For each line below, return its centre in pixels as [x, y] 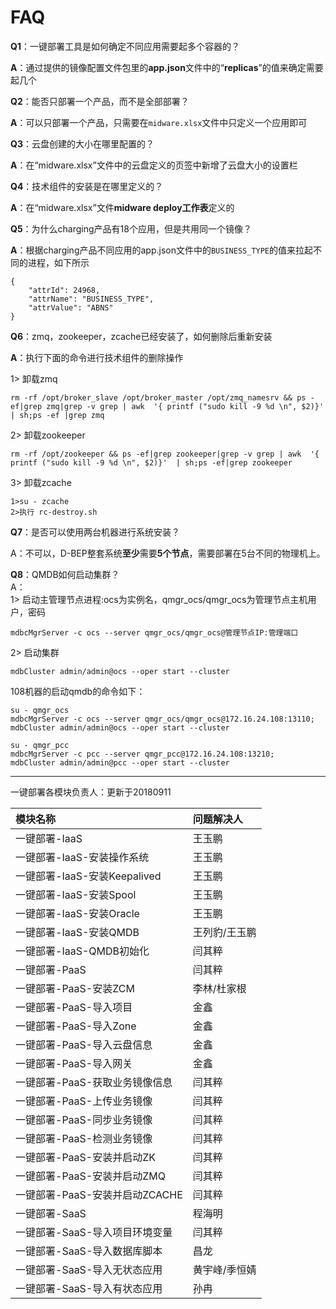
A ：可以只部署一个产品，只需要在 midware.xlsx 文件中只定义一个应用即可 [159, 122]
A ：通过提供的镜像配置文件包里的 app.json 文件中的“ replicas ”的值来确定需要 [167, 67]
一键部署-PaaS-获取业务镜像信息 [94, 1082]
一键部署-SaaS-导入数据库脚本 [89, 1251]
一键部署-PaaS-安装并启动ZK [86, 1157]
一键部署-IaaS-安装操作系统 [82, 857]
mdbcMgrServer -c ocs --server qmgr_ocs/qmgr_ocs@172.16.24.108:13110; [162, 719]
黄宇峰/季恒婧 [224, 1269]
